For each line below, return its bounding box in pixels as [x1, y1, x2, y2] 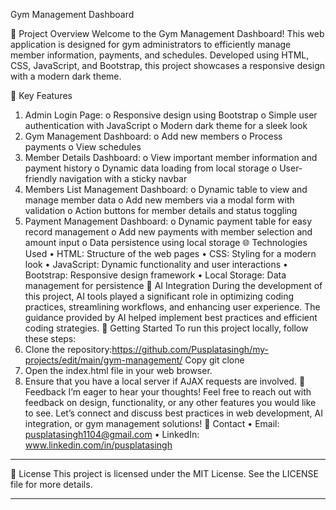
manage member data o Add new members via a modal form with [24, 194, 295, 206]
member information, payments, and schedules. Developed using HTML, [10, 49, 310, 61]
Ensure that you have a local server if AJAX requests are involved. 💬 [24, 375, 306, 387]
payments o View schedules [24, 141, 142, 153]
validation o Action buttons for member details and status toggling [24, 205, 298, 216]
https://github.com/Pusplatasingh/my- [111, 344, 269, 355]
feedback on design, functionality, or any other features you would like [24, 397, 317, 408]
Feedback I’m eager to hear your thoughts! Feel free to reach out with [24, 386, 312, 398]
